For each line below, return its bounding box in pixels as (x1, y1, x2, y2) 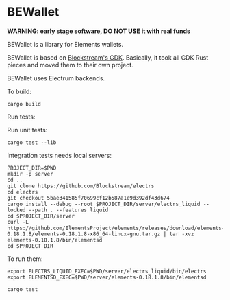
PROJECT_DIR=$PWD (7, 164, 57, 172)
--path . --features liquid (28, 207, 109, 214)
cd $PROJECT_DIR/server (7, 212, 75, 220)
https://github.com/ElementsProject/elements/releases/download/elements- (7, 224, 225, 231)
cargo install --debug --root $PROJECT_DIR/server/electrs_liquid (7, 200, 201, 207)
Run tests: (7, 113, 36, 121)
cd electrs (7, 188, 38, 196)
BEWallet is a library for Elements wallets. (7, 40, 124, 48)
